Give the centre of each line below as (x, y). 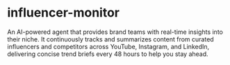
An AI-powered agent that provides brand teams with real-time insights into (115, 32)
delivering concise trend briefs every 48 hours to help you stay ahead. (108, 54)
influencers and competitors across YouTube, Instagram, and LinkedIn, (108, 46)
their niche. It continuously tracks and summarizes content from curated (110, 39)
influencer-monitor (64, 13)
